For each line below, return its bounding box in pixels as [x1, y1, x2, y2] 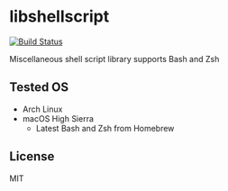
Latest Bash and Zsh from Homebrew [35, 123, 175, 133]
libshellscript [9, 6, 110, 27]
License [9, 149, 55, 164]
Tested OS [9, 79, 69, 95]
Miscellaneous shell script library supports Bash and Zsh [9, 53, 220, 64]
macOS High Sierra [22, 113, 95, 123]
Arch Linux [22, 104, 63, 114]
